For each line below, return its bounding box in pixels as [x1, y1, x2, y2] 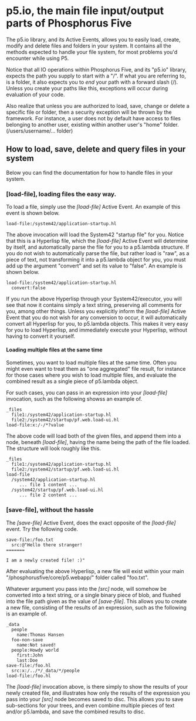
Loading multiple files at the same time [6, 346, 103, 353]
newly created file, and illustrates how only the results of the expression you [6, 689, 191, 696]
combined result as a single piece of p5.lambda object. [6, 378, 139, 385]
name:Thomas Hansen [16, 632, 65, 638]
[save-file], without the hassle [6, 506, 94, 514]
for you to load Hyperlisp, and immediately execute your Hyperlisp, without [6, 327, 188, 334]
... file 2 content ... [19, 492, 77, 498]
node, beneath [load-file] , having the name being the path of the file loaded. [6, 439, 191, 446]
